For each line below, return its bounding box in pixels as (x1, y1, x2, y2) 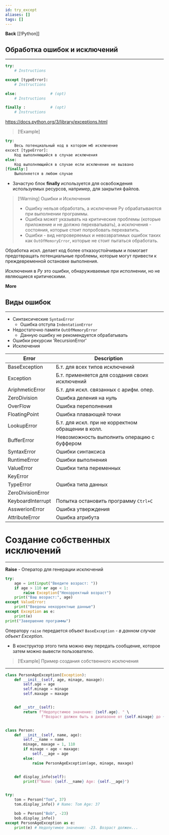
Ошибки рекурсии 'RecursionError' (12, 337, 87, 343)
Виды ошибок (5, 298, 51, 306)
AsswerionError (8, 506, 45, 512)
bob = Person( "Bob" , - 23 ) (14, 811, 69, 816)
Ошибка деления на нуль (56, 394, 117, 401)
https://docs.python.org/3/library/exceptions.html (5, 119, 108, 125)
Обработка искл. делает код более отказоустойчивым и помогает (5, 247, 148, 253)
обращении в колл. (56, 425, 103, 432)
